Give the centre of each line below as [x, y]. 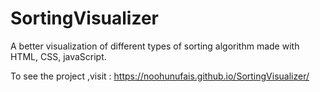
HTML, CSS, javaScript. [58, 56]
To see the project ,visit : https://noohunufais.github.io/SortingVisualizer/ [160, 76]
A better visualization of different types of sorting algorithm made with [155, 46]
